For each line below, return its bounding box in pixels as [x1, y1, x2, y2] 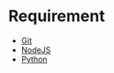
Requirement [8, 6, 105, 26]
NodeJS [20, 44, 51, 55]
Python [20, 54, 48, 64]
